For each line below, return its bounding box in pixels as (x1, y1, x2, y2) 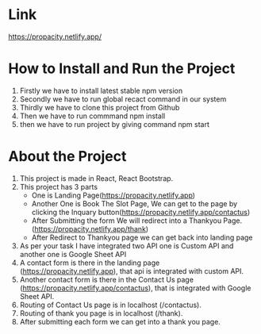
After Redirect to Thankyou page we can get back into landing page (31, 232, 253, 242)
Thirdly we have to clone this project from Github (19, 102, 180, 112)
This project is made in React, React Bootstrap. (19, 173, 174, 183)
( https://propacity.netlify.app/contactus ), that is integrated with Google (19, 283, 251, 293)
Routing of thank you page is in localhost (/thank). (19, 308, 183, 318)
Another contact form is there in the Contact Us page (19, 274, 194, 284)
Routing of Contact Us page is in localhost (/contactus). (19, 300, 202, 309)
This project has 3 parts (19, 182, 98, 191)
